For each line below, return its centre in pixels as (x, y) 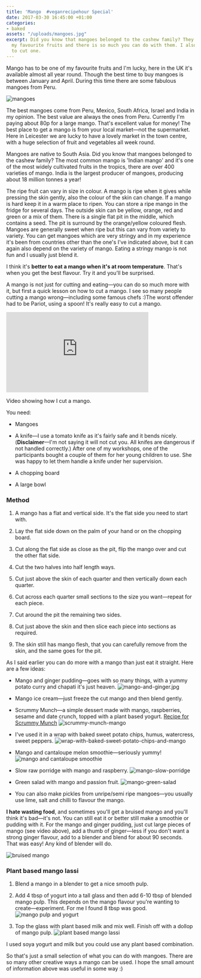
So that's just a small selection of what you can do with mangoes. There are (100, 956)
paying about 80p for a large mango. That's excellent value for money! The (98, 123)
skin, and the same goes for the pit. (59, 651)
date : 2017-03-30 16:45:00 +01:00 (49, 17)
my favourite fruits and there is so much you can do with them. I (98, 46)
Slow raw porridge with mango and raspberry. (71, 771)
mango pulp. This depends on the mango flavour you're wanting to (97, 902)
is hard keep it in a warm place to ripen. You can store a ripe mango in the (97, 204)
